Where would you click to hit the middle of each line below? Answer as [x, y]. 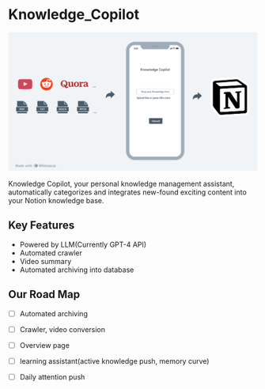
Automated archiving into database [77, 270]
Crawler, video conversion [62, 329]
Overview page [44, 345]
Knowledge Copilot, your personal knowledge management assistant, [121, 183]
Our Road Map [44, 295]
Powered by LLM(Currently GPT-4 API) [83, 244]
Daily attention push [52, 376]
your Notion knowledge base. [56, 200]
